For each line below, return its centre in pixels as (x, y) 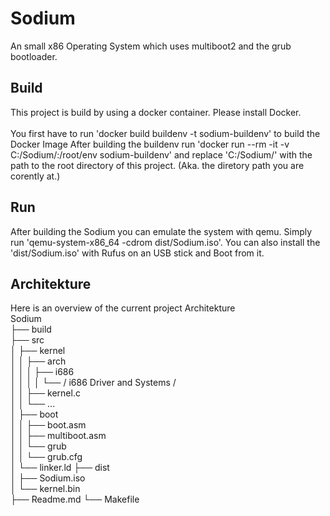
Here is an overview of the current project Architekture (123, 308)
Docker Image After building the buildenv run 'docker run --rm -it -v (150, 144)
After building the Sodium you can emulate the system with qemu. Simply (161, 231)
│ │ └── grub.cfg (46, 457)
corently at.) (35, 176)
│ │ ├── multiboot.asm (58, 436)
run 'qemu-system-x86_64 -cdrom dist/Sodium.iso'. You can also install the (165, 242)
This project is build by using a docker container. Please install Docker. (156, 112)
